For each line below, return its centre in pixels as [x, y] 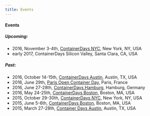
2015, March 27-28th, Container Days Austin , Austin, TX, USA [74, 108]
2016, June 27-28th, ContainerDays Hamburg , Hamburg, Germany [78, 88]
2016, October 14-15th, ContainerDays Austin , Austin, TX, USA [75, 77]
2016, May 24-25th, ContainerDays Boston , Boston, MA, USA [73, 93]
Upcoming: [17, 36]
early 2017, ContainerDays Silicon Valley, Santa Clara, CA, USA [75, 54]
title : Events [19, 10]
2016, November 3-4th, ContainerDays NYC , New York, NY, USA [77, 49]
